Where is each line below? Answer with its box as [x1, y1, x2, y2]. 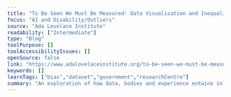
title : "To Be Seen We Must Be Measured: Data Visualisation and [7, 10, 198, 17]
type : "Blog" [7, 36, 45, 42]
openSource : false [7, 55, 60, 61]
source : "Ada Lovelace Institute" [7, 23, 107, 29]
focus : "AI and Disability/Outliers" [7, 16, 115, 23]
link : [7, 61, 23, 68]
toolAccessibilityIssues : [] [7, 48, 91, 55]
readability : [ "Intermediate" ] [7, 29, 97, 36]
